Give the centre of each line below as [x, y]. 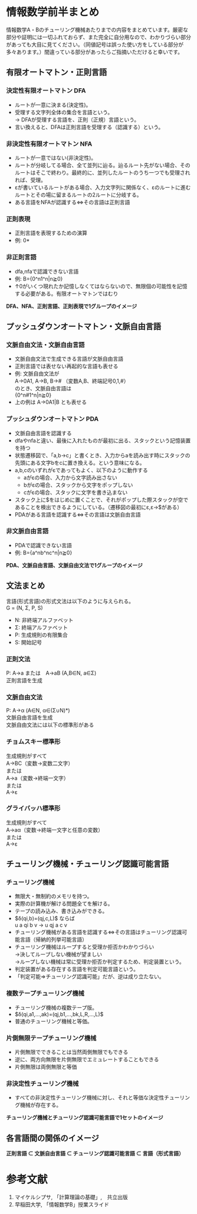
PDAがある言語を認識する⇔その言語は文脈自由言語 [78, 514]
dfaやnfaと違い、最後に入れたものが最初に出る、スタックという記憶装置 [103, 440]
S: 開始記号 [28, 642]
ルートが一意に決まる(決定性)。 [53, 105]
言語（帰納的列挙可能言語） [53, 940]
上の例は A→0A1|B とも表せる [51, 402]
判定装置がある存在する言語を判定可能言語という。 [76, 969]
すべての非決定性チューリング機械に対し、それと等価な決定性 [89, 1098]
